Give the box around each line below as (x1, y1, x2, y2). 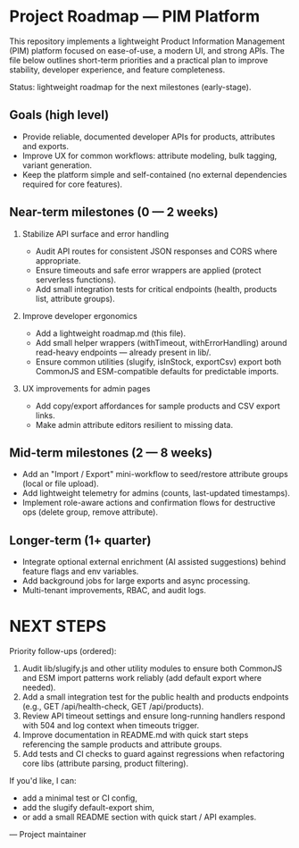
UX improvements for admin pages (21, 382, 151, 394)
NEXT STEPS (9, 617, 107, 636)
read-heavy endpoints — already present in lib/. (35, 347, 212, 357)
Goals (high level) (9, 107, 110, 122)
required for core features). (21, 179, 123, 189)
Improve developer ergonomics (21, 310, 138, 321)
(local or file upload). (21, 478, 100, 489)
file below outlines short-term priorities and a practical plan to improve (9, 55, 269, 65)
